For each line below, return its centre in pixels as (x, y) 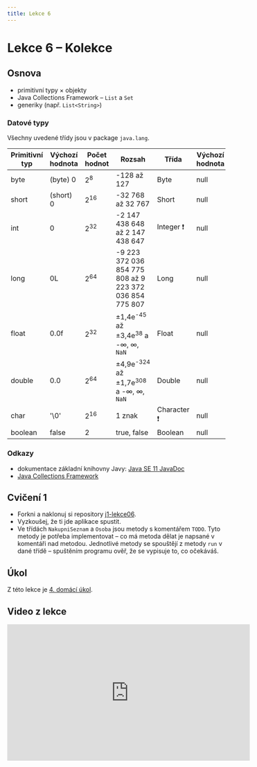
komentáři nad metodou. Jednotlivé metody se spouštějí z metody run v (120, 544)
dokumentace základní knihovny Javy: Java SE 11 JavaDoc (101, 468)
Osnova (24, 73)
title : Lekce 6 (29, 14)
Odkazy (21, 453)
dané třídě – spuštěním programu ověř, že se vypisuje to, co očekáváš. (118, 551)
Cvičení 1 (27, 497)
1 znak (127, 415)
